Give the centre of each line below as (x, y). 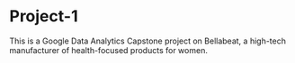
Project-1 (44, 16)
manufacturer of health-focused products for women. (109, 50)
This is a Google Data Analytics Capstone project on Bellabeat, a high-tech (147, 41)
